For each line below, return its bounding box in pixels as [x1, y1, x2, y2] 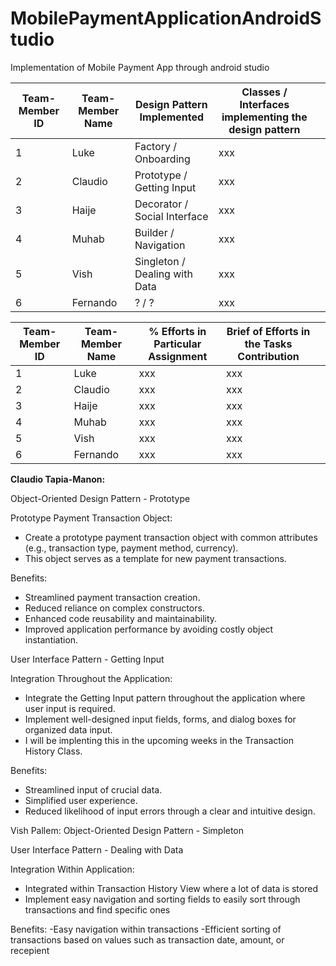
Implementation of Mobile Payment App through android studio [10, 61, 270, 73]
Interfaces [239, 97, 290, 111]
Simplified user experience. [24, 794, 138, 806]
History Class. [24, 745, 83, 757]
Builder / [134, 225, 175, 239]
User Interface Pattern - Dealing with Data [10, 843, 184, 856]
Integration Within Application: [10, 863, 135, 875]
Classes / [241, 85, 288, 99]
